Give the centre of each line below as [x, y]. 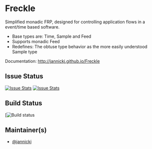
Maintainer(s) [26, 130]
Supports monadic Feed [36, 41]
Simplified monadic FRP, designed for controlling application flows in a [75, 22]
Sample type [25, 52]
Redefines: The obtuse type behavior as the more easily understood [80, 46]
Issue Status [24, 76]
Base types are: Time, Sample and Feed [52, 36]
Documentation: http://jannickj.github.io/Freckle [52, 61]
